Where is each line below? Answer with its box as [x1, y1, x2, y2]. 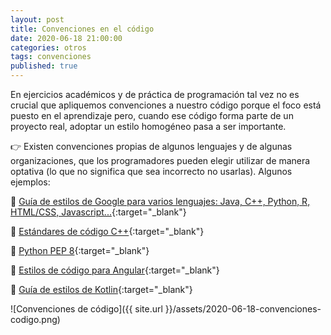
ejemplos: [10, 176, 51, 188]
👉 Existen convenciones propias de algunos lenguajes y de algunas [10, 141, 293, 152]
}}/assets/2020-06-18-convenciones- [164, 303, 322, 315]
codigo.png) [10, 314, 61, 325]
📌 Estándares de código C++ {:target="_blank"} [10, 226, 205, 237]
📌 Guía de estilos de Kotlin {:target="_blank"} [10, 284, 193, 295]
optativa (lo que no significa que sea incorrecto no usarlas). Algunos [10, 166, 293, 177]
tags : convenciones [10, 52, 92, 62]
